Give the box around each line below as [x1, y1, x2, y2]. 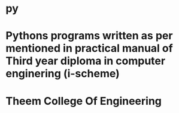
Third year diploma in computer [5, 54, 166, 68]
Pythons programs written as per [5, 29, 173, 43]
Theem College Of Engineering [5, 94, 162, 108]
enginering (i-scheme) [5, 67, 120, 80]
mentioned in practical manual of [5, 42, 173, 55]
